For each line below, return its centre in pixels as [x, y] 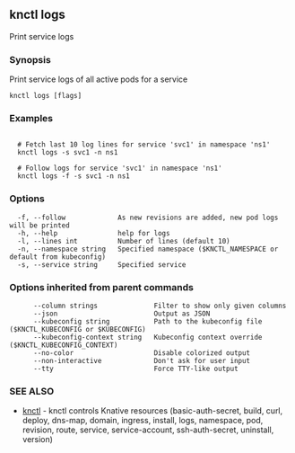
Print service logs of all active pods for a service [99, 79]
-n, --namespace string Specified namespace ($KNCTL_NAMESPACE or [148, 249]
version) [38, 440]
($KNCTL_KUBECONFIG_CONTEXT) [64, 345]
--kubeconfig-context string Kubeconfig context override [147, 337]
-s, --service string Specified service [102, 264]
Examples [31, 119]
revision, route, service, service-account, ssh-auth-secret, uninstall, [148, 430]
